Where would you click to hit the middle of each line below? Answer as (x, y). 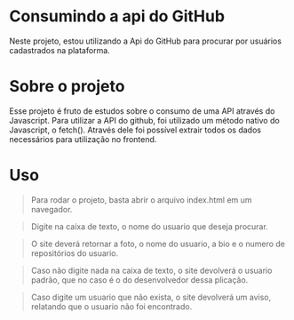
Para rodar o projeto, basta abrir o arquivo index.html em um (141, 200)
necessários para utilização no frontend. (83, 139)
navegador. (52, 209)
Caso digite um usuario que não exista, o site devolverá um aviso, (151, 297)
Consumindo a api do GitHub (117, 16)
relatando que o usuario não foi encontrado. (111, 306)
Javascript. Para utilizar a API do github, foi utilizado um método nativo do (144, 120)
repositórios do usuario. (75, 253)
